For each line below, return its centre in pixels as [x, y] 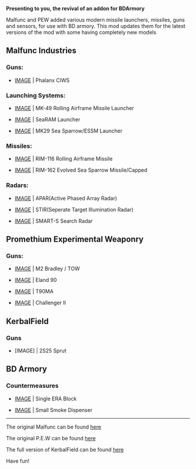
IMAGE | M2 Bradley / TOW [47, 269]
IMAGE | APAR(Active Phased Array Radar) [66, 198]
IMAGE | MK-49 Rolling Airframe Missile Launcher [74, 108]
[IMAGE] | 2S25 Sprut [40, 351]
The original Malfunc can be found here [54, 427]
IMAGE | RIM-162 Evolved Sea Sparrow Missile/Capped [81, 170]
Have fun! [18, 461]
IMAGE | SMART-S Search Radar [54, 221]
